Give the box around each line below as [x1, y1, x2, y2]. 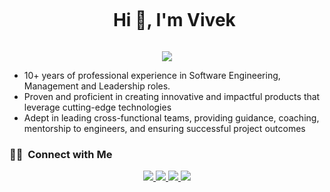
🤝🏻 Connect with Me [9, 147, 113, 161]
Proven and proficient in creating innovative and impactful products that [23, 90, 321, 102]
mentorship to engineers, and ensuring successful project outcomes [23, 122, 306, 134]
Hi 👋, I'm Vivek [112, 9, 236, 32]
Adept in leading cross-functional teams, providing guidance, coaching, [23, 111, 320, 124]
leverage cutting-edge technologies [23, 101, 172, 113]
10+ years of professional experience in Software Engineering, [23, 69, 281, 81]
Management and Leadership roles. [23, 80, 171, 92]
